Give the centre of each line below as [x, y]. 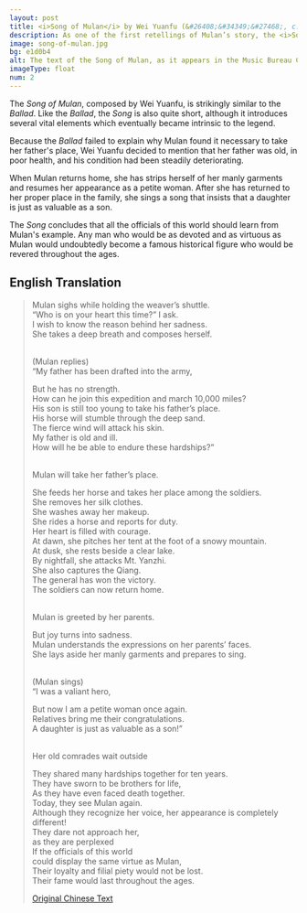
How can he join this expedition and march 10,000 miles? [139, 398]
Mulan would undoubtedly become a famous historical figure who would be [152, 244]
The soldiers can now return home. [98, 589]
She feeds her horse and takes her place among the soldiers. [147, 492]
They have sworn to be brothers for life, [106, 783]
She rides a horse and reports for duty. [105, 521]
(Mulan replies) [60, 361]
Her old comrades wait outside [90, 756]
